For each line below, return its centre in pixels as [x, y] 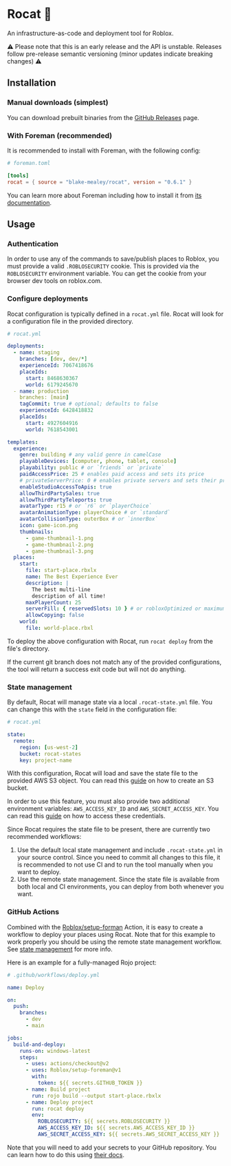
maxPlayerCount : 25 [53, 602]
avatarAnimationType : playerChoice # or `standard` [95, 513]
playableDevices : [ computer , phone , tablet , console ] [98, 462]
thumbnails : [36, 532]
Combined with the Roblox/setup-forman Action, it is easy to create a [105, 927]
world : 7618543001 [52, 429]
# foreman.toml [29, 163]
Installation [32, 83]
